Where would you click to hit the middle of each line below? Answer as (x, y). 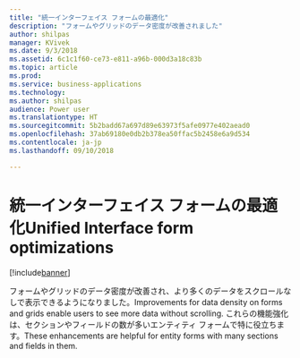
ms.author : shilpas (46, 101)
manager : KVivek (39, 43)
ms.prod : (26, 76)
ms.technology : (38, 92)
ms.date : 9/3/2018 (43, 51)
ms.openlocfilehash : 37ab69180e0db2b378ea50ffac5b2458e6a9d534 (130, 134)
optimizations (62, 247)
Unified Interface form (110, 228)
